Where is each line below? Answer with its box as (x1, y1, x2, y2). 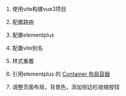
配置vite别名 (12, 45, 43, 51)
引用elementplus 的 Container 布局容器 (12, 70, 110, 78)
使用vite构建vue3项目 (12, 6, 67, 12)
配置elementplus (12, 31, 54, 39)
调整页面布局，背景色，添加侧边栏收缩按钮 (12, 83, 120, 90)
